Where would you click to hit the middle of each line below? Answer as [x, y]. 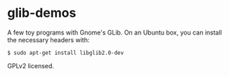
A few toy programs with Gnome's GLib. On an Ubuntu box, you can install [115, 32]
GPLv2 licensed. [31, 65]
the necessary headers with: [48, 39]
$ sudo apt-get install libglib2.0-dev [66, 53]
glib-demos [42, 13]
